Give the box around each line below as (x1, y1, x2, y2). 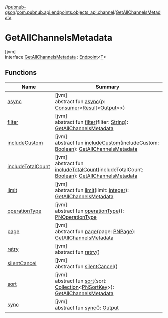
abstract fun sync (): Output (54, 304, 119, 311)
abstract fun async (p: (54, 98, 106, 105)
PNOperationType (54, 213, 97, 220)
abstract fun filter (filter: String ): (54, 118, 129, 125)
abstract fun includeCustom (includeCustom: (54, 139, 159, 146)
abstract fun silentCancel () (54, 263, 118, 270)
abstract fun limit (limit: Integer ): (54, 187, 129, 194)
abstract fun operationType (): (54, 207, 124, 214)
